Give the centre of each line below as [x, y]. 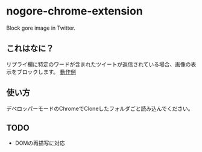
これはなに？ [30, 49]
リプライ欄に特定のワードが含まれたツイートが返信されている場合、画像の [99, 64]
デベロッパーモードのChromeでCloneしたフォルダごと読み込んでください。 [100, 108]
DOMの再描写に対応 [40, 143]
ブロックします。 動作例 [46, 71]
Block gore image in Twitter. [41, 28]
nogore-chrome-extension [74, 11]
